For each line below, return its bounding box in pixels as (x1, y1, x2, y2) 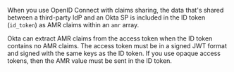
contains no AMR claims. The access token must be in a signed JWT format (7, 42, 227, 50)
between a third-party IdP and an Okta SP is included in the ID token (7, 13, 206, 22)
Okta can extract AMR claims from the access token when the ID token (7, 34, 213, 43)
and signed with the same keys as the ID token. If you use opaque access (7, 49, 221, 57)
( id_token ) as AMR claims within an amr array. (7, 21, 140, 29)
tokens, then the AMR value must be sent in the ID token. (7, 57, 173, 65)
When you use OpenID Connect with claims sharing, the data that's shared (7, 6, 224, 14)
